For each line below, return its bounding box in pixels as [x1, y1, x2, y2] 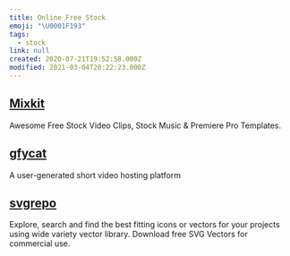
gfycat [9, 146, 47, 161]
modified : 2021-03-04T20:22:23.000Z [9, 64, 146, 73]
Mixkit [9, 96, 45, 112]
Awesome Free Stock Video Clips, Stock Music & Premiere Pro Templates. [9, 120, 282, 131]
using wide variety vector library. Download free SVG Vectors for [9, 229, 248, 240]
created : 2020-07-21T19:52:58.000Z [9, 55, 142, 64]
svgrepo [9, 195, 56, 210]
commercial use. [9, 238, 71, 249]
